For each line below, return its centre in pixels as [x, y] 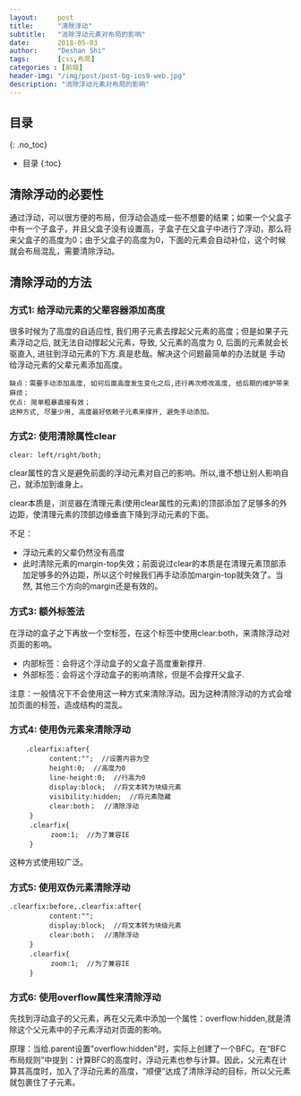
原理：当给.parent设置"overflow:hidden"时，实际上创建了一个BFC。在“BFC [148, 1049]
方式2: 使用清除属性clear [63, 436]
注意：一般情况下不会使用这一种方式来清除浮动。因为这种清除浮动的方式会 [146, 693]
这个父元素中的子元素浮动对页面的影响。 [91, 1030]
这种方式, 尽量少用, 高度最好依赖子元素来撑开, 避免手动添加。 [112, 412]
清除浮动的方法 [51, 282]
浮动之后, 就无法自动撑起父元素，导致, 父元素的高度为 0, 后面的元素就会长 [153, 342]
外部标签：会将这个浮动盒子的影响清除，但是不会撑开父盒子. [133, 674]
